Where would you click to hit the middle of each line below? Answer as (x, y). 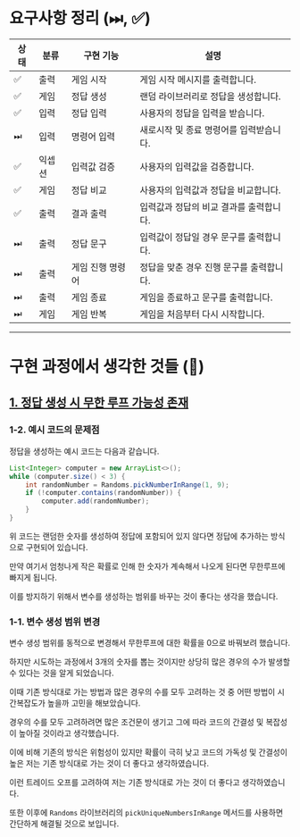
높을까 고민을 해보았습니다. (94, 703)
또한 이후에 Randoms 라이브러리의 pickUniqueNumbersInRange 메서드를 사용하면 (146, 813)
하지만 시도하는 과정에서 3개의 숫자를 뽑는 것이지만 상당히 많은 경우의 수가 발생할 (150, 662)
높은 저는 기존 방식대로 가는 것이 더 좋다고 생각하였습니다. (109, 764)
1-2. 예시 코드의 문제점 (54, 430)
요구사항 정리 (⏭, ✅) (80, 18)
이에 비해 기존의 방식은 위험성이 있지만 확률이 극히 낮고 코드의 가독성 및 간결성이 (149, 752)
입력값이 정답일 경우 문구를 (193, 237)
